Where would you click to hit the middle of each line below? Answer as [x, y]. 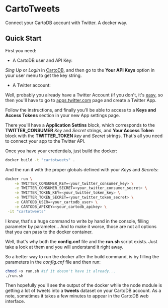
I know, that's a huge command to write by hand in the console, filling [77, 221]
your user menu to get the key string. [44, 75]
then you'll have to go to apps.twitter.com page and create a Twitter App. [81, 100]
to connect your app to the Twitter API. [45, 141]
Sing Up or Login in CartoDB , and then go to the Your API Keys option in [80, 70]
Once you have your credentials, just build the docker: [61, 151]
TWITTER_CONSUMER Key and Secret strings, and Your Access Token [80, 130]
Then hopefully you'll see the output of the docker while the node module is [84, 285]
